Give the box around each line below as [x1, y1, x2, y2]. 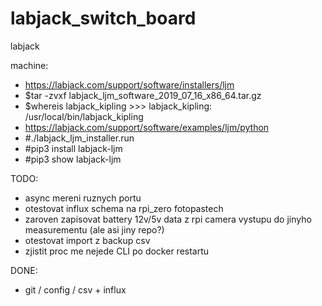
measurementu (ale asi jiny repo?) [24, 223, 165, 236]
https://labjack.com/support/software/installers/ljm [24, 78, 235, 91]
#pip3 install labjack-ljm [24, 142, 123, 154]
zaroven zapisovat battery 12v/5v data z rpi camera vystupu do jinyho [24, 213, 312, 225]
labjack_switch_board [10, 7, 197, 30]
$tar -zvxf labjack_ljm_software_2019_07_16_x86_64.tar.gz [24, 89, 262, 101]
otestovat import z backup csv [24, 234, 151, 246]
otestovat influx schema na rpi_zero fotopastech [24, 202, 224, 214]
